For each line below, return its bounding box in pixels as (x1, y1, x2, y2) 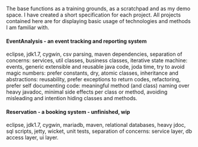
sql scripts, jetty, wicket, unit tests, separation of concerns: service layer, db (6, 127, 193, 135)
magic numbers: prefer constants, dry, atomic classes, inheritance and (6, 69, 179, 76)
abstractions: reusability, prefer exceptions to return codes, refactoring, (6, 76, 181, 83)
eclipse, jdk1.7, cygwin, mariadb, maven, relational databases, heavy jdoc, (6, 122, 186, 129)
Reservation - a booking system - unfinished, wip (6, 108, 130, 115)
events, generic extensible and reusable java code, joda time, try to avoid (6, 63, 185, 71)
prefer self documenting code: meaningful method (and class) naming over (6, 82, 190, 90)
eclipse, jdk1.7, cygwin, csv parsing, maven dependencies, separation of (6, 50, 183, 58)
